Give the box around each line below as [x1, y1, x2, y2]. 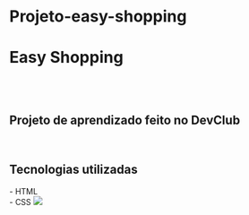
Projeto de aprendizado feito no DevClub [9, 112, 240, 127]
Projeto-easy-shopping [9, 6, 187, 27]
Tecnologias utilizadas [9, 162, 138, 177]
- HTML [9, 185, 39, 196]
